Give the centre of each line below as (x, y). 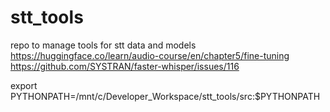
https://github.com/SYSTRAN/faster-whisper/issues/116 (125, 66)
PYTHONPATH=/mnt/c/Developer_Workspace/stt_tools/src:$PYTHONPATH (165, 96)
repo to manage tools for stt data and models (103, 45)
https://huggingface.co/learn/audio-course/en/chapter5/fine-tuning (150, 55)
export (24, 85)
